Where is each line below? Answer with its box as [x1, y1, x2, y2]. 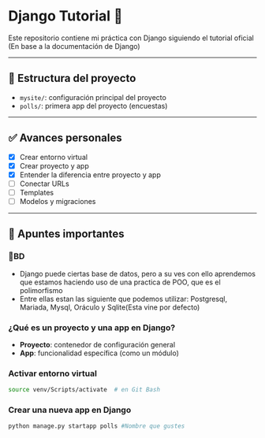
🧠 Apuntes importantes [8, 228, 125, 241]
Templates [19, 187, 54, 197]
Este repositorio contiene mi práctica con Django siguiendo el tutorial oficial [8, 33, 254, 43]
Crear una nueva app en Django [8, 405, 132, 416]
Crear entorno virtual [19, 152, 88, 161]
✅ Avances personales [8, 132, 122, 145]
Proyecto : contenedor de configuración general [19, 340, 176, 349]
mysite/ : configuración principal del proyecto [19, 92, 167, 102]
